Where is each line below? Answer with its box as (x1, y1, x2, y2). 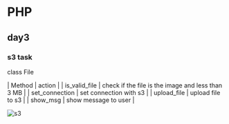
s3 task (7, 52, 33, 62)
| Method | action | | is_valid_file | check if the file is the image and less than (7, 81, 223, 90)
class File (7, 68, 35, 76)
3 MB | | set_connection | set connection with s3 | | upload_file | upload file (7, 88, 221, 96)
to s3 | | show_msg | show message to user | (7, 96, 135, 104)
